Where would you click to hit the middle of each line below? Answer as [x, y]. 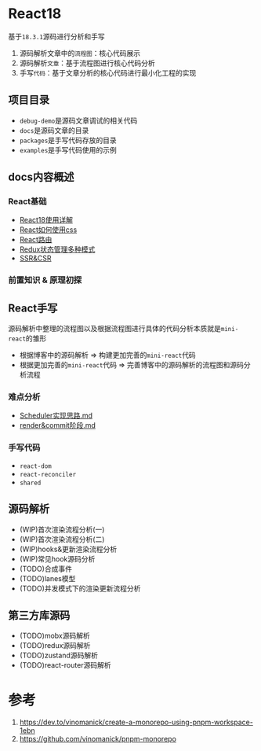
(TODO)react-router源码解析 [65, 665]
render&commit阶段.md [58, 425]
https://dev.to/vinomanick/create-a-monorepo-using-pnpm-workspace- [136, 722]
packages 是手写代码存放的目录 [68, 140]
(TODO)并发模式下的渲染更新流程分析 [80, 588]
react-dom [36, 466]
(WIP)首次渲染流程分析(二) [62, 539]
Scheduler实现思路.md [56, 416]
